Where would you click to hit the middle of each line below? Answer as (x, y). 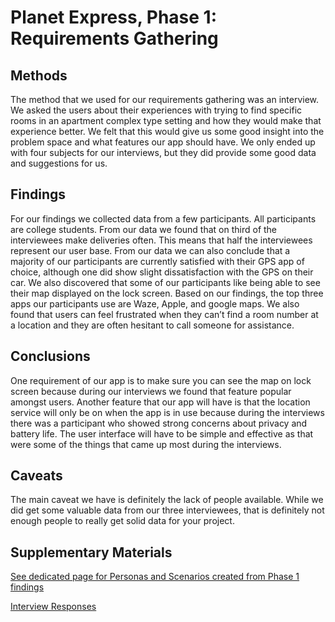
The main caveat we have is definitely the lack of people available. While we (167, 500)
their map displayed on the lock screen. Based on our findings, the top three (167, 293)
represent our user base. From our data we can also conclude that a (150, 250)
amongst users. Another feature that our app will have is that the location (160, 402)
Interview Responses (53, 607)
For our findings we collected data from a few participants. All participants (163, 218)
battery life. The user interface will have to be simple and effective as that (162, 433)
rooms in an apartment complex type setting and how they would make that (166, 120)
